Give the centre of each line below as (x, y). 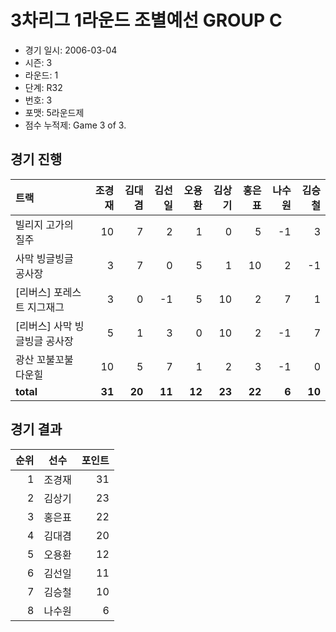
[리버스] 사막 (44, 326)
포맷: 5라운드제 (54, 112)
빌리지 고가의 (44, 224)
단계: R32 (43, 87)
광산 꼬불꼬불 (44, 359)
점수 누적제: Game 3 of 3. (75, 125)
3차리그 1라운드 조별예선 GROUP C (146, 20)
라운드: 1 (41, 75)
